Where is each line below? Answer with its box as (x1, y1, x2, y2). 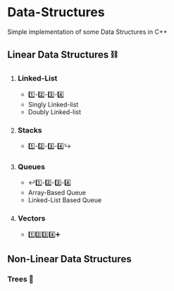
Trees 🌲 (7, 274, 34, 284)
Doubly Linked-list (27, 107, 82, 116)
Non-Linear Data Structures (7, 253, 132, 265)
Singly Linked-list (27, 100, 79, 109)
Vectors (17, 213, 46, 223)
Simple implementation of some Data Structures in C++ (7, 27, 168, 36)
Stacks (17, 125, 42, 135)
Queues (17, 161, 46, 171)
